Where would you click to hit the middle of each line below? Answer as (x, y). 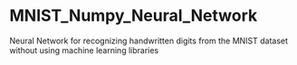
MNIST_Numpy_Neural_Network (134, 16)
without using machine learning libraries (84, 50)
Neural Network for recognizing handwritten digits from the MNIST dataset (148, 41)
